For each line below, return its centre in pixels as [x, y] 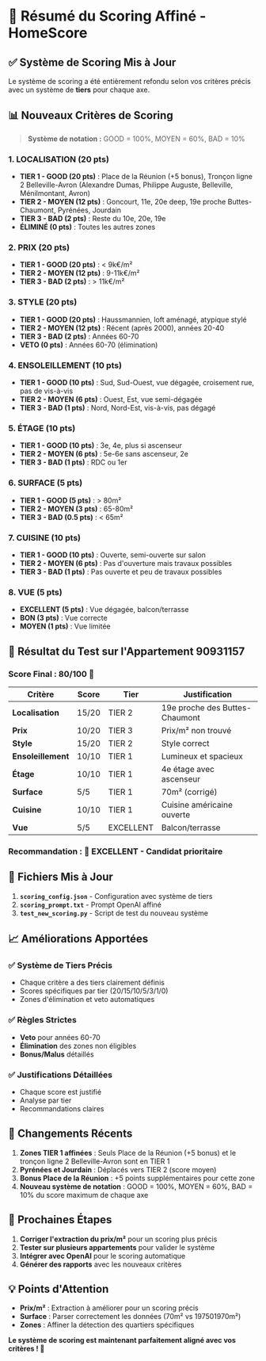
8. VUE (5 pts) [35, 592]
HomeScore [48, 33]
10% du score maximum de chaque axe [84, 1195]
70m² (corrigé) [189, 792]
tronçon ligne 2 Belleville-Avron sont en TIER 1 [95, 1161]
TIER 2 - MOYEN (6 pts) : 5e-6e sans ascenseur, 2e [104, 454]
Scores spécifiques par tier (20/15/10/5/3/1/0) [94, 991]
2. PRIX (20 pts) [39, 247]
